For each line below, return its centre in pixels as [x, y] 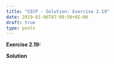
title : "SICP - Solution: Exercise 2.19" [58, 11]
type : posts [21, 28]
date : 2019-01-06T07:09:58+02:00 [47, 17]
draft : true [21, 22]
